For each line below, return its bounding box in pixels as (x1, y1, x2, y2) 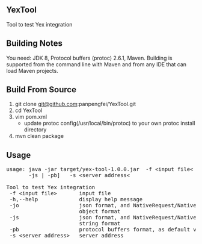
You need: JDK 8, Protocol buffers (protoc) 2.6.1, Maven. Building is (6, 54, 173, 61)
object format (79, 208, 121, 215)
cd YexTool (14, 107, 43, 114)
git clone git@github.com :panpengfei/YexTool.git (14, 101, 136, 108)
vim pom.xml (14, 113, 47, 120)
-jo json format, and (9, 202, 130, 209)
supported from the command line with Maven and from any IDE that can (6, 60, 187, 68)
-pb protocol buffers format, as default (9, 226, 191, 233)
